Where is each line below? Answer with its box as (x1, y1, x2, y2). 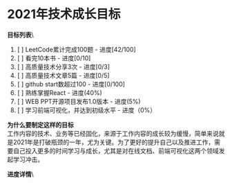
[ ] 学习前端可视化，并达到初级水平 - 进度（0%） (17, 105, 157, 114)
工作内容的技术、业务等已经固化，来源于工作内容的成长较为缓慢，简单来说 (7, 129, 219, 137)
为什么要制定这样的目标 (7, 121, 74, 129)
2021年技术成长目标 (7, 6, 121, 22)
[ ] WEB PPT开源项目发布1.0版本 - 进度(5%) (17, 97, 141, 105)
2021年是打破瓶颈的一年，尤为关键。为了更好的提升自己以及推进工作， (12, 138, 215, 146)
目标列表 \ (7, 30, 35, 39)
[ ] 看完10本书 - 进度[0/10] (17, 53, 91, 62)
